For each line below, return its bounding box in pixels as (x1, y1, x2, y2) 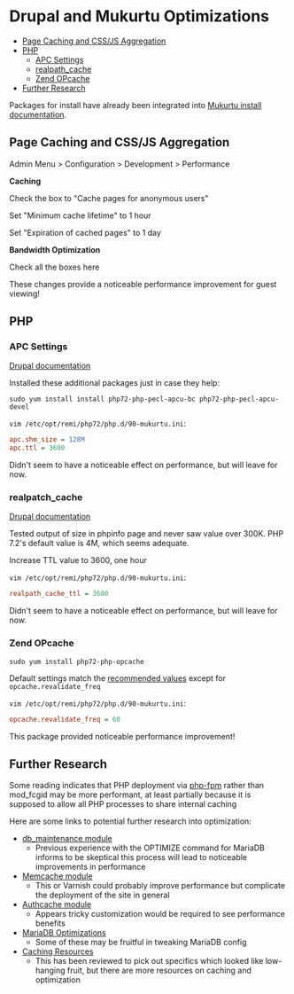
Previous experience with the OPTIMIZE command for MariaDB (35, 842, 266, 853)
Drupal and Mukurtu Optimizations (9, 6, 270, 27)
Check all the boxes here (9, 262, 100, 272)
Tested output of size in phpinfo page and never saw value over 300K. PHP (9, 528, 284, 539)
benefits (35, 918, 66, 928)
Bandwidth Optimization (9, 244, 101, 254)
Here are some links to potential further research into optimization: (9, 816, 252, 826)
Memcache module (21, 871, 93, 881)
